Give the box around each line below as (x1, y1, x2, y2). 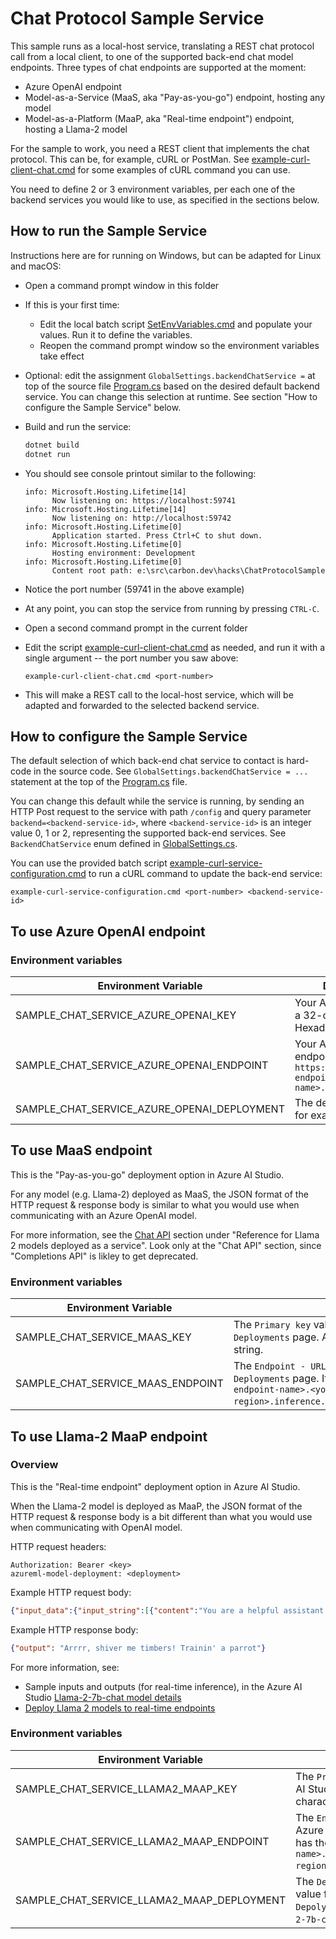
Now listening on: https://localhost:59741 (51, 495, 237, 506)
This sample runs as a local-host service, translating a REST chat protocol (10, 40, 315, 52)
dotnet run (24, 449, 71, 459)
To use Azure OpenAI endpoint (10, 923, 206, 940)
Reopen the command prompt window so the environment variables (39, 339, 320, 351)
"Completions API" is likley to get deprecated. (10, 1250, 199, 1262)
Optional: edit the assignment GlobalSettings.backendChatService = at (24, 369, 316, 381)
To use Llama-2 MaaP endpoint (10, 1428, 208, 1445)
